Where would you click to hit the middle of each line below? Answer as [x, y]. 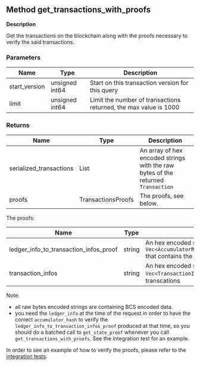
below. [149, 204]
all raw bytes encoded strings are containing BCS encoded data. [94, 307]
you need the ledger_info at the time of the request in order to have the [103, 313]
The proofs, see [162, 196]
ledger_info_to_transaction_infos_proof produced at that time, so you [102, 326]
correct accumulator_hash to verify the [61, 320]
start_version [27, 87]
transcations [163, 281]
